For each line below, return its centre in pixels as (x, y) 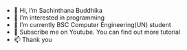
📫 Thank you (33, 40)
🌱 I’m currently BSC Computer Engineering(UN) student (92, 25)
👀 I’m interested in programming (59, 18)
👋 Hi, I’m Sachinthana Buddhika (58, 10)
